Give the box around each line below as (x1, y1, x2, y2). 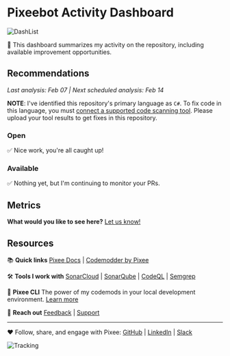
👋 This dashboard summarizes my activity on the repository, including (7, 40, 204, 49)
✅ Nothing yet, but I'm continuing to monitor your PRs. (7, 179, 160, 187)
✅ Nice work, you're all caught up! (7, 146, 104, 154)
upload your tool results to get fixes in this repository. (7, 113, 157, 122)
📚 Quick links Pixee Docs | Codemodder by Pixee (7, 256, 149, 264)
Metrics (7, 200, 41, 211)
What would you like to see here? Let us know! (7, 217, 141, 226)
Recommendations (7, 68, 90, 79)
